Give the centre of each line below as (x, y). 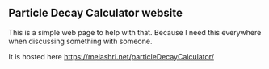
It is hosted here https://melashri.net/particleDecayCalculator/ (111, 56)
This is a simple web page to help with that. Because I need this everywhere (135, 32)
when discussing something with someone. (80, 41)
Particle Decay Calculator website (96, 13)
